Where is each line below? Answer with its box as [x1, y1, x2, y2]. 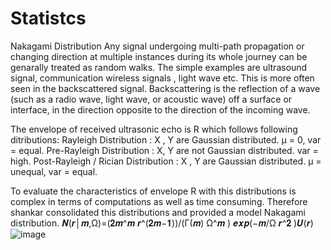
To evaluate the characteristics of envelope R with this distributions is [10, 185, 297, 197]
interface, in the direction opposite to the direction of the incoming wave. [10, 103, 311, 116]
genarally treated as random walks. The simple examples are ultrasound [10, 61, 308, 73]
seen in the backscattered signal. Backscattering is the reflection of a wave [10, 82, 321, 94]
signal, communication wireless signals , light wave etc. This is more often [10, 72, 315, 84]
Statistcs [10, 7, 87, 30]
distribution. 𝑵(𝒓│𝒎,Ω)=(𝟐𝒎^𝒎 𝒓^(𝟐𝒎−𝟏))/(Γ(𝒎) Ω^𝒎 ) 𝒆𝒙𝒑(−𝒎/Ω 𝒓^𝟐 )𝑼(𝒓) [10, 217, 314, 229]
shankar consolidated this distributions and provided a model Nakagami [10, 206, 306, 218]
